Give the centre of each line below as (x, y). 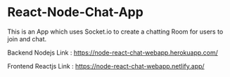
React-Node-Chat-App (76, 12)
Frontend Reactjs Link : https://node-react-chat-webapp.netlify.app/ (106, 66)
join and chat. (27, 38)
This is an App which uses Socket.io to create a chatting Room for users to (115, 31)
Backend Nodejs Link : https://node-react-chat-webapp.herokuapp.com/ (113, 52)
